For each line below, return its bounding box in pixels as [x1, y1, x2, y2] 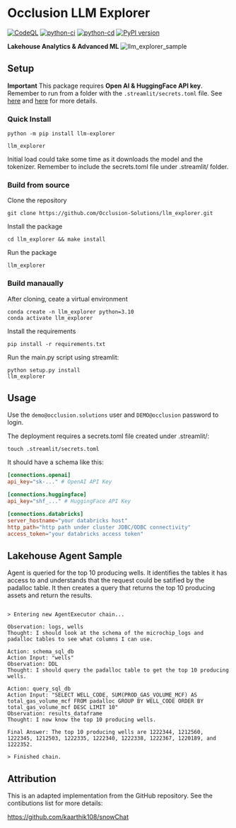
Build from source [7, 180, 70, 190]
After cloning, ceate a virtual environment [7, 294, 129, 303]
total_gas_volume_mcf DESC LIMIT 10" [7, 704, 119, 711]
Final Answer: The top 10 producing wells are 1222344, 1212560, [7, 729, 203, 736]
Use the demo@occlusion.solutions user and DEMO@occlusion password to [7, 410, 219, 419]
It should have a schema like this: [7, 458, 104, 466]
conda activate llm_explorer [7, 314, 93, 321]
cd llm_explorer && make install [7, 236, 106, 243]
